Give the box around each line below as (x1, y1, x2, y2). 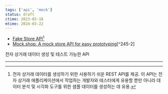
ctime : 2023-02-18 (5, 16, 43, 21)
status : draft (5, 12, 35, 17)
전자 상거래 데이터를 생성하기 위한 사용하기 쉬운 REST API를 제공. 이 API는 (12, 71, 157, 77)
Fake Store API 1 (12, 35, 45, 41)
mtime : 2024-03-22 (5, 21, 43, 26)
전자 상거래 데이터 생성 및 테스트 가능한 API (5, 51, 89, 57)
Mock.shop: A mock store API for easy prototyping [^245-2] (12, 41, 135, 47)
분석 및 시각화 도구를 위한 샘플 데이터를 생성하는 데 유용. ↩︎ (21, 83, 136, 90)
